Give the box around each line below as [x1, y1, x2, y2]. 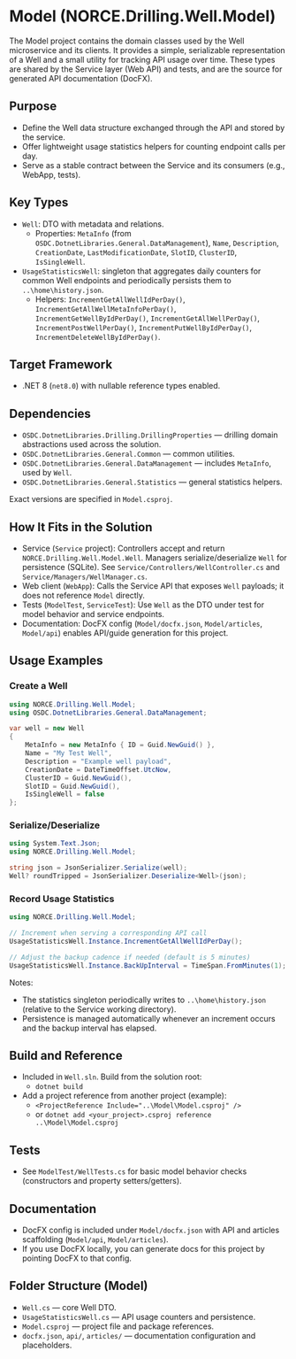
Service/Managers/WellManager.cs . [21, 571, 148, 582]
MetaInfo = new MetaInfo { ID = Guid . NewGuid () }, [25, 741, 216, 750]
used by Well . [21, 467, 72, 478]
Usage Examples [9, 653, 103, 668]
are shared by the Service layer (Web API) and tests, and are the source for [9, 64, 283, 74]
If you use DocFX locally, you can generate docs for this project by [21, 1244, 265, 1255]
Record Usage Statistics [9, 892, 115, 905]
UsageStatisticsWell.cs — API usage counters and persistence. [21, 1311, 256, 1322]
